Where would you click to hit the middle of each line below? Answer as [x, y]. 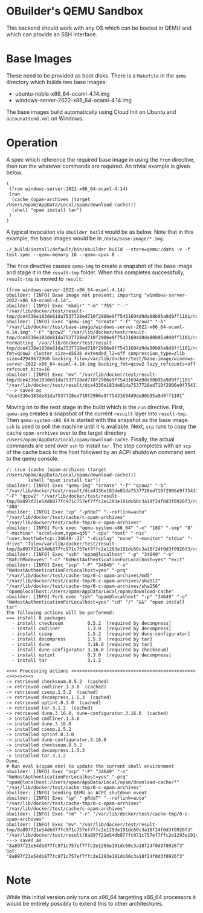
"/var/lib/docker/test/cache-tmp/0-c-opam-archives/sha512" [84, 581]
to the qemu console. [33, 458]
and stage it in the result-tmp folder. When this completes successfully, [95, 272]
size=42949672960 [28, 358]
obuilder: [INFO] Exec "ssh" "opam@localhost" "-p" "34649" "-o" [90, 554]
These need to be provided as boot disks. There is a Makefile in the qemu [96, 75]
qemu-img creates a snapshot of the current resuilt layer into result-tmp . [97, 414]
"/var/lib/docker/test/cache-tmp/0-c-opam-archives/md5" [79, 575]
